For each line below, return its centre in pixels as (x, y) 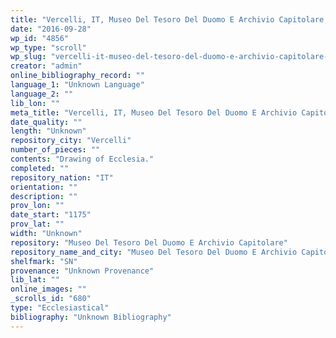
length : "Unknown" (48, 131)
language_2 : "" (42, 94)
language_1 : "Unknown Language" (77, 85)
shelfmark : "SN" (44, 261)
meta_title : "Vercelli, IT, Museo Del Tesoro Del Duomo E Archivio (154, 112)
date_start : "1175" (51, 215)
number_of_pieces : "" (55, 150)
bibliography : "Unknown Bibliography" (91, 317)
